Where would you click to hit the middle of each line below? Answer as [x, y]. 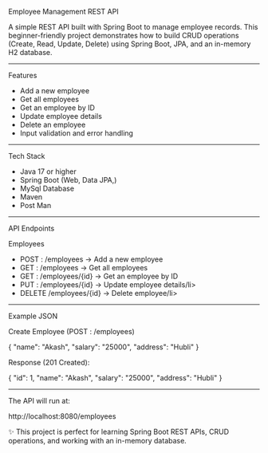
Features [23, 75]
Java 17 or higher [48, 171]
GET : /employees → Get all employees [84, 268]
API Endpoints [32, 228]
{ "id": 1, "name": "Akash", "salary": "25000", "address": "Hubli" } [115, 378]
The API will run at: [39, 401]
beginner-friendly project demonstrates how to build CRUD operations [124, 35]
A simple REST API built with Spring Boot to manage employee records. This [133, 27]
